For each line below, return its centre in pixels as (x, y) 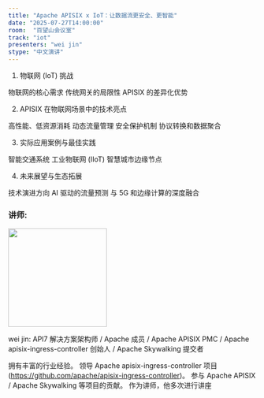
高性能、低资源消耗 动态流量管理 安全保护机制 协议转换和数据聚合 (115, 126)
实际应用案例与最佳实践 (58, 142)
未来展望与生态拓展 (51, 176)
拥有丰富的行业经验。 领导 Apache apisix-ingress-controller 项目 (113, 366)
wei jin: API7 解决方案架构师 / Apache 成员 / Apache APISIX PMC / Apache (129, 339)
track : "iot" (30, 37)
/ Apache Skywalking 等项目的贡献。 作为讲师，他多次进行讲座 (110, 385)
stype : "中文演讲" (36, 52)
